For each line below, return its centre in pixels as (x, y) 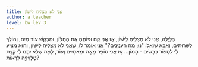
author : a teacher (29, 17)
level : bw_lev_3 (26, 22)
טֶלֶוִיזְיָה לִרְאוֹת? (23, 58)
